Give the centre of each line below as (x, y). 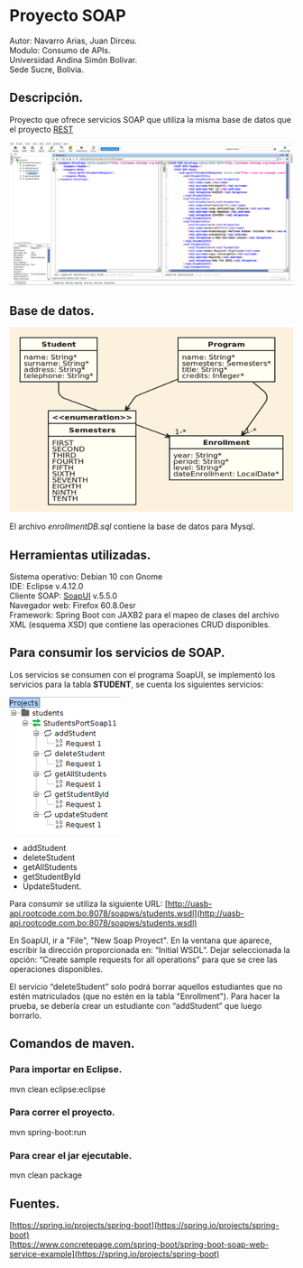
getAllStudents (50, 866)
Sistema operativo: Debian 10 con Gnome (86, 577)
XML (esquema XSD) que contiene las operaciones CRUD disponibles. (140, 625)
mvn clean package (46, 1175)
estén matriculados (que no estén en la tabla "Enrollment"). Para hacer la (145, 996)
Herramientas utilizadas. (80, 555)
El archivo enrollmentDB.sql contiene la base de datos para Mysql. (132, 527)
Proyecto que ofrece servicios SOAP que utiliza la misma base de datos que (150, 119)
